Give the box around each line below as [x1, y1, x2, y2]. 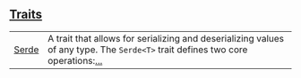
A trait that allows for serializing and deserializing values [47, 32, 285, 44]
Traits [9, 7, 43, 22]
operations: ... [47, 54, 103, 66]
